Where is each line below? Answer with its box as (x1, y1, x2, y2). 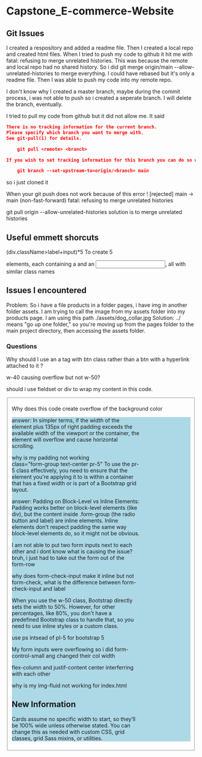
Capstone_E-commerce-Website (6, 4, 174, 18)
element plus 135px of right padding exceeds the (11, 423, 133, 430)
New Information (11, 699, 76, 709)
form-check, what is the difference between (11, 579, 121, 586)
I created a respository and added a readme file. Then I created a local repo (6, 44, 194, 51)
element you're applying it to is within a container (11, 473, 134, 480)
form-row (11, 561, 35, 568)
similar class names (6, 268, 55, 275)
